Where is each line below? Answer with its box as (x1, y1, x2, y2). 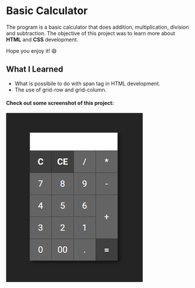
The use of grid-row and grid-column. (14, 86, 107, 93)
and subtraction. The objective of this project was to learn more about (6, 29, 176, 36)
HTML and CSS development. (6, 36, 78, 43)
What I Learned (6, 65, 63, 74)
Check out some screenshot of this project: (6, 100, 115, 107)
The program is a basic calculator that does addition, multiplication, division (6, 23, 189, 31)
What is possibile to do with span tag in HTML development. (14, 80, 160, 87)
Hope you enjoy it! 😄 (6, 47, 57, 54)
